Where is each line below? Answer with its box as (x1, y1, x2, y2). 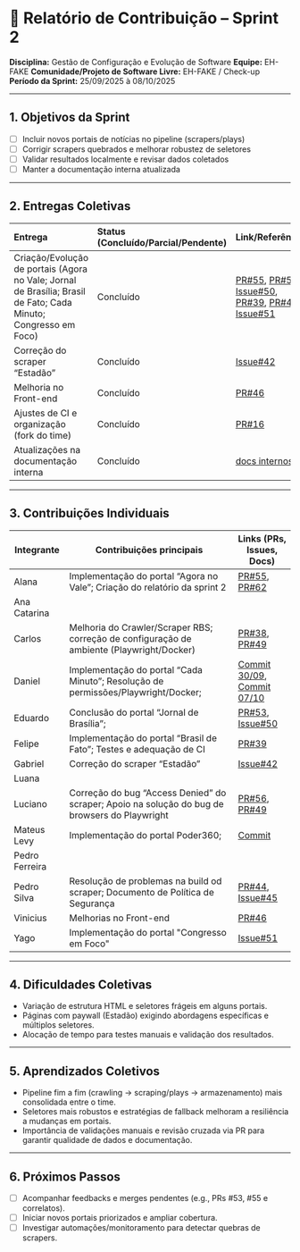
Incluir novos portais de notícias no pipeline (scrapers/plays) (21, 133, 246, 144)
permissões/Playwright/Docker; (69, 685, 203, 698)
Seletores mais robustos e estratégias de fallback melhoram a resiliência (21, 1106, 289, 1117)
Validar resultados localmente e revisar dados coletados (21, 154, 229, 164)
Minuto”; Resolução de (69, 675, 164, 687)
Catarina (13, 607, 50, 619)
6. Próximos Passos (9, 1169, 121, 1184)
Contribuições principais (95, 543, 204, 556)
